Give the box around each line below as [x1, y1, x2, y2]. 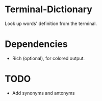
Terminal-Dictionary [5, 4, 92, 15]
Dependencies [5, 38, 68, 50]
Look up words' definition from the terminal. [5, 20, 97, 27]
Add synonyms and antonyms [12, 90, 75, 96]
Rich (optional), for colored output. [12, 55, 85, 61]
